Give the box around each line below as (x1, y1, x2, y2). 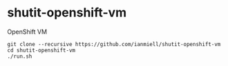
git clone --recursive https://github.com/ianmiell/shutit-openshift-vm (7, 41, 221, 47)
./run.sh (7, 53, 32, 60)
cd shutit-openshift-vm (7, 47, 76, 54)
